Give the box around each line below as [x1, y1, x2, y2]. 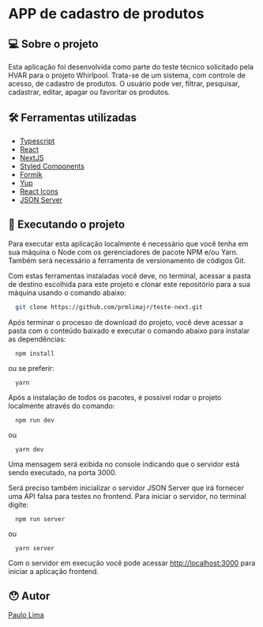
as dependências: [8, 334, 66, 344]
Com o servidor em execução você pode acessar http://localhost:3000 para [8, 558, 256, 568]
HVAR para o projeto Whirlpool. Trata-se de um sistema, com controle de [8, 70, 246, 80]
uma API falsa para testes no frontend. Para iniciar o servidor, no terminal [8, 491, 246, 500]
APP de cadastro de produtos [8, 5, 205, 23]
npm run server [15, 515, 66, 523]
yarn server [15, 544, 55, 552]
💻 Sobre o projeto [8, 37, 99, 51]
